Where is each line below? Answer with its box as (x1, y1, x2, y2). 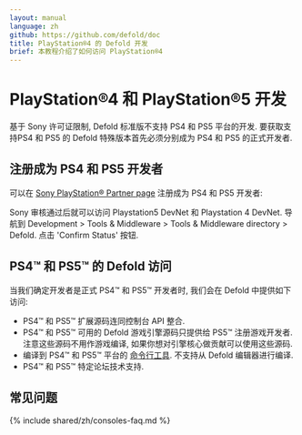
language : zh (9, 22, 59, 31)
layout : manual (9, 13, 67, 23)
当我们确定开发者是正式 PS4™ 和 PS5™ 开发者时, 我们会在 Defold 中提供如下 (9, 284, 292, 296)
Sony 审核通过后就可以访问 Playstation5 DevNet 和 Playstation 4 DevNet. (9, 207, 283, 217)
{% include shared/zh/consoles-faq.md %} (9, 415, 171, 426)
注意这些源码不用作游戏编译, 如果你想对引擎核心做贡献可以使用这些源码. (22, 338, 293, 349)
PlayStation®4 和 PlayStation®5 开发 (9, 89, 287, 110)
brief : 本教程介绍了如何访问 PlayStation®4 (9, 47, 164, 56)
